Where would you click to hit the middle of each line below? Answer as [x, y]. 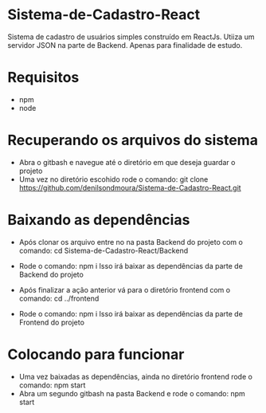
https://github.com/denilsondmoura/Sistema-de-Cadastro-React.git [130, 187]
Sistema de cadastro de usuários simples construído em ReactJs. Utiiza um [131, 37]
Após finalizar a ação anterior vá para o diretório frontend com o [125, 289]
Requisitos [43, 78]
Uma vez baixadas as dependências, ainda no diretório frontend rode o [135, 376]
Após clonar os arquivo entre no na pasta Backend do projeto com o [131, 242]
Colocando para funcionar [96, 354]
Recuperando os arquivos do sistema [133, 140]
